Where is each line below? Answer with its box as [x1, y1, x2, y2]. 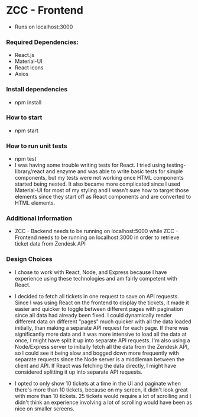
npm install [14, 98, 42, 106]
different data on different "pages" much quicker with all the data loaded [14, 318, 191, 325]
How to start [6, 113, 43, 122]
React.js [14, 52, 35, 59]
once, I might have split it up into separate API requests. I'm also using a [14, 336, 190, 344]
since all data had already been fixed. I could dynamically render [14, 311, 173, 319]
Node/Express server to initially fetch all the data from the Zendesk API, [14, 343, 189, 350]
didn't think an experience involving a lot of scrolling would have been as [14, 399, 193, 406]
